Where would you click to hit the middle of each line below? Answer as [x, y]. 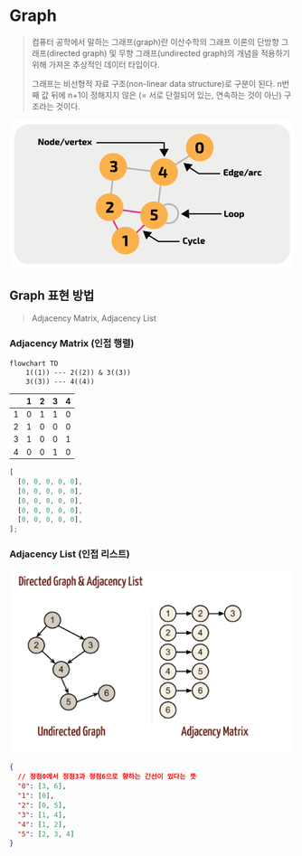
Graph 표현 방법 [52, 296]
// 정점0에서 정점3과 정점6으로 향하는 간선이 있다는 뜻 [107, 777]
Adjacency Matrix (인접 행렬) [72, 343]
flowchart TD [34, 364]
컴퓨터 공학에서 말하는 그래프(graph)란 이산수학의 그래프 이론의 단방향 [155, 42]
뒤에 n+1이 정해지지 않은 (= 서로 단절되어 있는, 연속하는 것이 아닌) [166, 95]
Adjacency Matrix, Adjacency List [94, 318]
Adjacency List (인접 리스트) [70, 554]
